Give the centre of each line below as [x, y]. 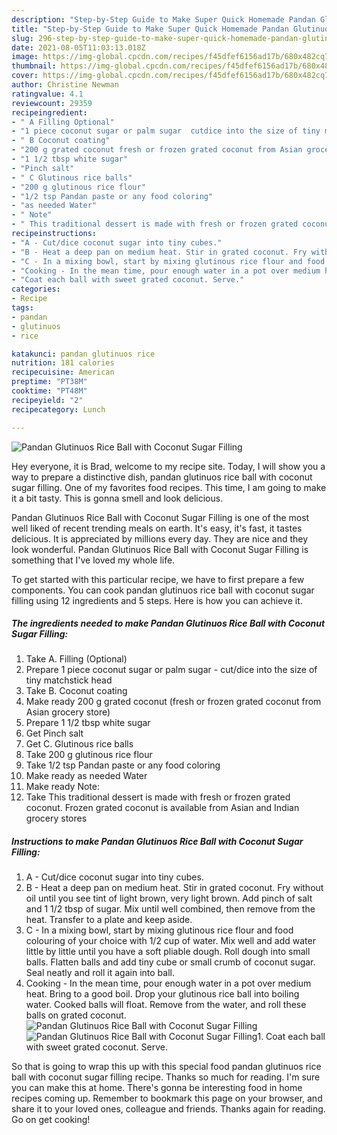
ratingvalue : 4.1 [47, 94]
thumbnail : [34, 66]
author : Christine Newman [65, 85]
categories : [36, 289]
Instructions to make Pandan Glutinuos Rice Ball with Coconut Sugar [157, 842]
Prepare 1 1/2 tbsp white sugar [88, 723]
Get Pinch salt [54, 733]
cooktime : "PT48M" [49, 391]
